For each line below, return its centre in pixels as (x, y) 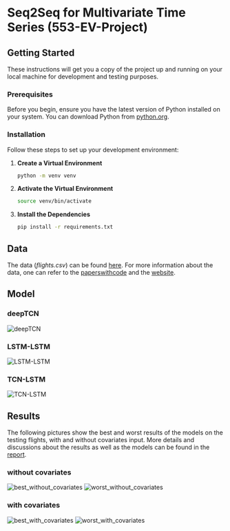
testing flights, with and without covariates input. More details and (101, 440)
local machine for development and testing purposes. (83, 76)
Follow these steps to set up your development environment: (93, 149)
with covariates (34, 506)
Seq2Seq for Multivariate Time (96, 13)
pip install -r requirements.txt (65, 227)
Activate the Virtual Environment (65, 189)
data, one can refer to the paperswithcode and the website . (91, 273)
